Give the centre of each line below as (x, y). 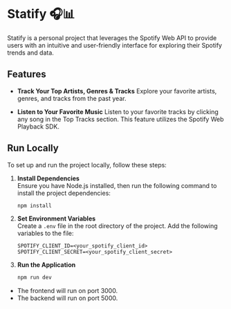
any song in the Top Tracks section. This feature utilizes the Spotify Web (120, 119)
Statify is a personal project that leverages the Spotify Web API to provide (112, 38)
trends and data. (30, 53)
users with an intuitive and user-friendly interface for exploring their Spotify (115, 45)
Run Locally (33, 148)
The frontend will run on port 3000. (67, 291)
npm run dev (34, 278)
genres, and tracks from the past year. (72, 98)
